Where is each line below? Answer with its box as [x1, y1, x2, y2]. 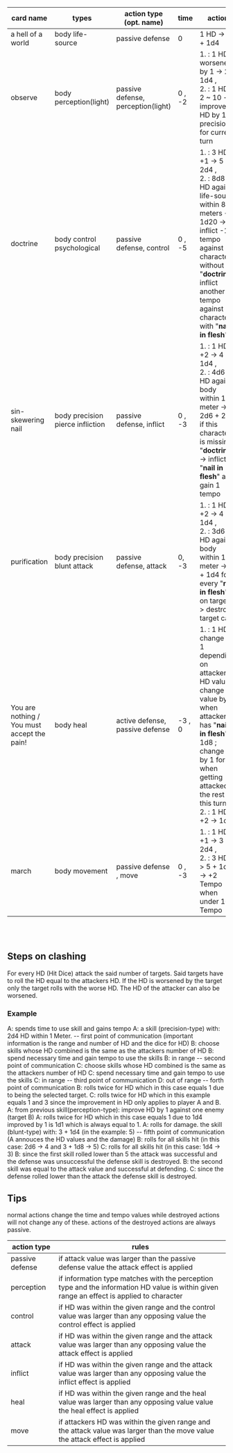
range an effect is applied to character [58, 1291, 183, 1301]
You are [10, 703, 36, 712]
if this [200, 420, 218, 429]
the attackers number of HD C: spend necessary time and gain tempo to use [7, 1069, 225, 1077]
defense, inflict [116, 420, 165, 429]
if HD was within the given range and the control [58, 1302, 216, 1312]
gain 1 [200, 480, 221, 489]
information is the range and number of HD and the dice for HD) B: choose [7, 1039, 220, 1048]
